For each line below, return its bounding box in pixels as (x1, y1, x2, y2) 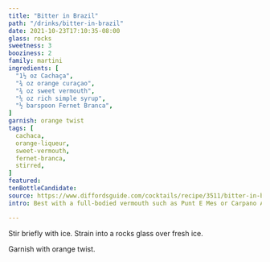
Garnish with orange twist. (8, 243, 96, 254)
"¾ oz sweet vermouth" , (15, 86, 95, 95)
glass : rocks (8, 34, 52, 43)
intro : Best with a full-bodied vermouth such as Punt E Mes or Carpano (8, 199, 257, 207)
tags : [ (8, 124, 35, 132)
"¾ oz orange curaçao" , (15, 79, 95, 87)
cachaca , (15, 131, 45, 139)
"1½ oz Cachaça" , (15, 72, 74, 80)
